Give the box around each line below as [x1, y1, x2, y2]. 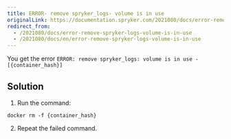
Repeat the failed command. [16, 124, 98, 132]
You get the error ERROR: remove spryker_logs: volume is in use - [7, 54, 199, 63]
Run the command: [16, 98, 71, 107]
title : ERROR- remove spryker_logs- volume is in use [7, 10, 165, 17]
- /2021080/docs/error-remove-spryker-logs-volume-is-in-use [13, 29, 192, 36]
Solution [7, 81, 44, 92]
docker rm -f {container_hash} [7, 111, 97, 119]
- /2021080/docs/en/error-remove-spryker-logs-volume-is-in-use [13, 36, 201, 43]
